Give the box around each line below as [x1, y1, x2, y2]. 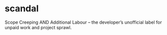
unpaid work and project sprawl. [5, 24, 72, 30]
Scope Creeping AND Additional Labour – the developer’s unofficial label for [5, 19, 162, 25]
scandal [5, 3, 39, 14]
